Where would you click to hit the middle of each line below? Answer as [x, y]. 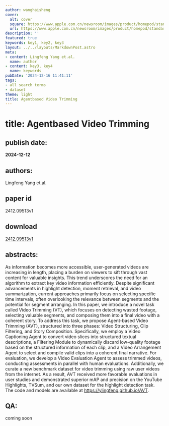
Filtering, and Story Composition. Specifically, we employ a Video [73, 331]
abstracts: [22, 255]
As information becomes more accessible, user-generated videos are [77, 267]
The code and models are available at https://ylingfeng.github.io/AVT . [77, 390]
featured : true [21, 38]
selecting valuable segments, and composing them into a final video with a [82, 315]
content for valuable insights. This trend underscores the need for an [76, 278]
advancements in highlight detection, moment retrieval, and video [73, 288]
